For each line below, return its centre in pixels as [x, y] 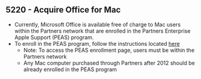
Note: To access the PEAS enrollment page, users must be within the [109, 50]
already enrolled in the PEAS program [70, 69]
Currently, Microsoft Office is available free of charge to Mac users [97, 24]
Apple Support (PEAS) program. [54, 37]
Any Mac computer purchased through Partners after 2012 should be [109, 63]
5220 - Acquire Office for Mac [63, 10]
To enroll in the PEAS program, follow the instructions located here [97, 43]
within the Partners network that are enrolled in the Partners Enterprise [102, 31]
